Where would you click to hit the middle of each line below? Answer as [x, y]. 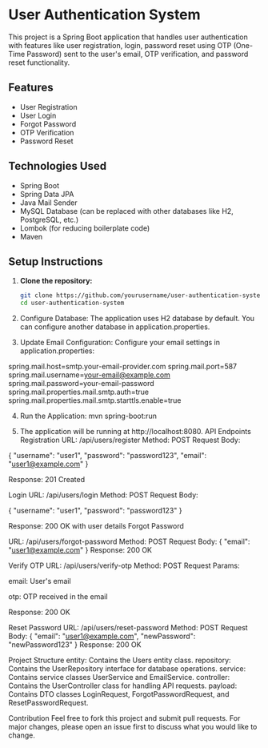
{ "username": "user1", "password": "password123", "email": [108, 456]
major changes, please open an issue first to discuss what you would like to [133, 727]
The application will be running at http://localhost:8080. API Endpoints [136, 432]
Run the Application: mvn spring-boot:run [88, 416]
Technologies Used [57, 166]
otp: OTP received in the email [58, 597]
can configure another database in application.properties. [115, 327]
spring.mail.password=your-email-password [81, 384]
